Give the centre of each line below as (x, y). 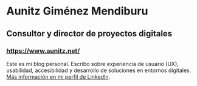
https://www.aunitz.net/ (43, 51)
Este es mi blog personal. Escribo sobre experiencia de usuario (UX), (93, 64)
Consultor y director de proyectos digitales (89, 34)
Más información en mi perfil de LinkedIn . (58, 76)
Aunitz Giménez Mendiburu (77, 11)
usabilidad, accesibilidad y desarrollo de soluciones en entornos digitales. (99, 70)
